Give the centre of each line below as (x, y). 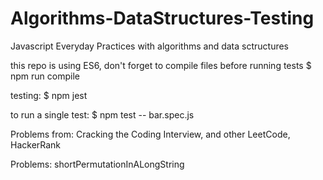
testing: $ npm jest (49, 95)
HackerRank (36, 144)
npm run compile (45, 76)
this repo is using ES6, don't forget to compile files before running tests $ (161, 65)
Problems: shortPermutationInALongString (97, 164)
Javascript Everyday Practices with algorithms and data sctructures (150, 46)
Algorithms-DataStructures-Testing (162, 18)
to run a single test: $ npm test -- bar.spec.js (102, 114)
